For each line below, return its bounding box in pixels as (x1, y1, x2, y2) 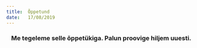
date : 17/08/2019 (6, 14, 55, 20)
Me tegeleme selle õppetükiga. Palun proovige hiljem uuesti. (11, 34, 192, 43)
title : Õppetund (6, 8, 50, 15)
